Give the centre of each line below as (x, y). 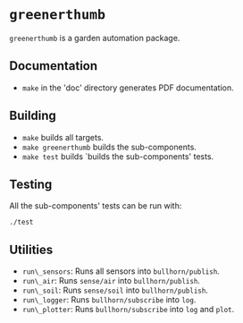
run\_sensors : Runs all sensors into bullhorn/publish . (121, 271)
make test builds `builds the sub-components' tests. (118, 156)
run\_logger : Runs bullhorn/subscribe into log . (109, 300)
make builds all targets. (63, 137)
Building (33, 116)
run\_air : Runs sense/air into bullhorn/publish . (111, 281)
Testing (31, 184)
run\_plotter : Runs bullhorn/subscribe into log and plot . (128, 310)
